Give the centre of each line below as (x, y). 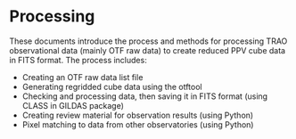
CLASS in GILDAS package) (73, 105)
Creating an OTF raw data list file (82, 77)
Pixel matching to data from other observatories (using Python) (138, 124)
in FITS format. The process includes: (78, 60)
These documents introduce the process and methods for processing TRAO (148, 41)
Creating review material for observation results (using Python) (138, 115)
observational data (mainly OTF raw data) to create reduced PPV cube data (148, 50)
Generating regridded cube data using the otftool (112, 86)
